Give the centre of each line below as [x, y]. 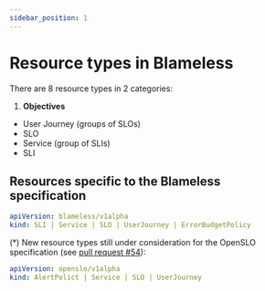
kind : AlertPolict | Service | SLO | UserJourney [106, 277]
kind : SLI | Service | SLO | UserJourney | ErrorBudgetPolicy [130, 225]
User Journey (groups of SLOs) [82, 123]
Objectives [44, 106]
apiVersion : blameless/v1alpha [69, 217]
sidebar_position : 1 [49, 18]
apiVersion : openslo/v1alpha [65, 269]
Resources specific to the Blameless [115, 181]
